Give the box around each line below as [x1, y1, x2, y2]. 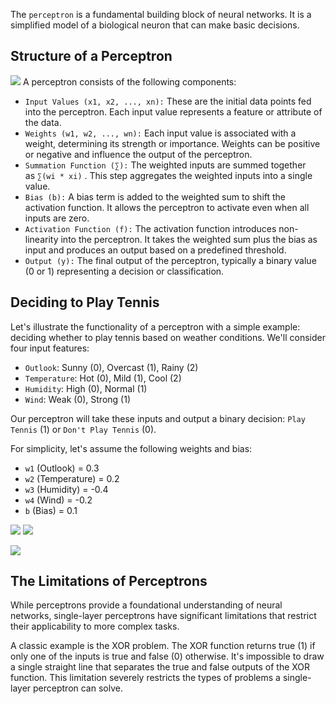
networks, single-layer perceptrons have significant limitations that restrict [10, 610, 317, 622]
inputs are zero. [24, 212, 90, 224]
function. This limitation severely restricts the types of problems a [10, 672, 281, 684]
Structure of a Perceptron [10, 48, 173, 65]
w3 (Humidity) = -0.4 [24, 483, 109, 495]
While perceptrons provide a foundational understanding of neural [10, 599, 283, 611]
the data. [24, 116, 62, 128]
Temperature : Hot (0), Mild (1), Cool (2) [24, 372, 182, 384]
